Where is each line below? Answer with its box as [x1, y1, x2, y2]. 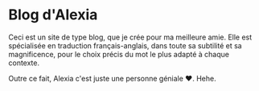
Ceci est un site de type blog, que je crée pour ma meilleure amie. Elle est [8, 32, 253, 42]
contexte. [8, 58, 40, 68]
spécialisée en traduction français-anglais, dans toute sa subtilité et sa [8, 40, 243, 50]
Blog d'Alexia [8, 6, 98, 24]
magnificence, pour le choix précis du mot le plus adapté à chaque [8, 49, 229, 59]
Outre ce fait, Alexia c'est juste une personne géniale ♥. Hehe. [8, 73, 216, 83]
